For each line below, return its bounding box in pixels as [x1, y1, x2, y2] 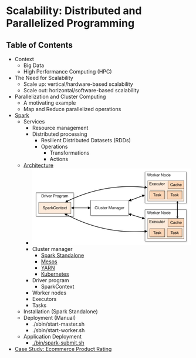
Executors [32, 295, 57, 302]
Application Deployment [23, 333, 82, 340]
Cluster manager [32, 245, 73, 252]
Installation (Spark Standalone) [23, 307, 98, 315]
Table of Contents [6, 40, 73, 50]
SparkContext [40, 283, 75, 290]
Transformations [49, 149, 90, 156]
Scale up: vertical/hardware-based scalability [23, 81, 133, 88]
